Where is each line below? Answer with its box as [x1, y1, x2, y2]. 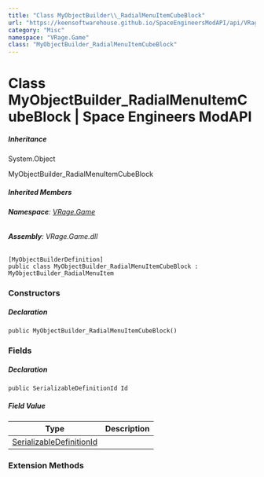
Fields [8, 345, 32, 356]
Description [104, 424, 150, 435]
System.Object [8, 154, 56, 163]
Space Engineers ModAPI [82, 108, 252, 126]
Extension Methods [8, 460, 84, 471]
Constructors [8, 288, 60, 299]
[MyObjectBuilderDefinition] [8, 256, 104, 264]
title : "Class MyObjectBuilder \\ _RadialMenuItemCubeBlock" [8, 11, 206, 20]
